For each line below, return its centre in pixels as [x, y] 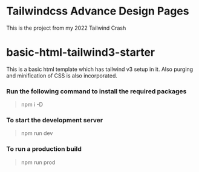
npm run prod [38, 162]
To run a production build [44, 149]
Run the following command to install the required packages [96, 91]
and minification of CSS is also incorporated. [62, 75]
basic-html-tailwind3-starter [81, 52]
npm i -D [32, 105]
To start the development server [55, 121]
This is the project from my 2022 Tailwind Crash [66, 28]
